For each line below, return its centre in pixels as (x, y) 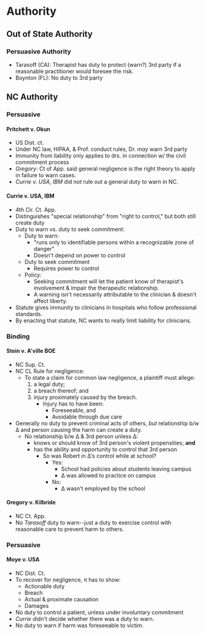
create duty (30, 223)
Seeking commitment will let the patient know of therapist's (109, 281)
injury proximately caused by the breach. (85, 397)
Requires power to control (66, 268)
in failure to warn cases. (46, 175)
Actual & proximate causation (61, 599)
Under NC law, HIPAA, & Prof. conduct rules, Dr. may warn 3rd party (101, 149)
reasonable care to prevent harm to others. (69, 529)
